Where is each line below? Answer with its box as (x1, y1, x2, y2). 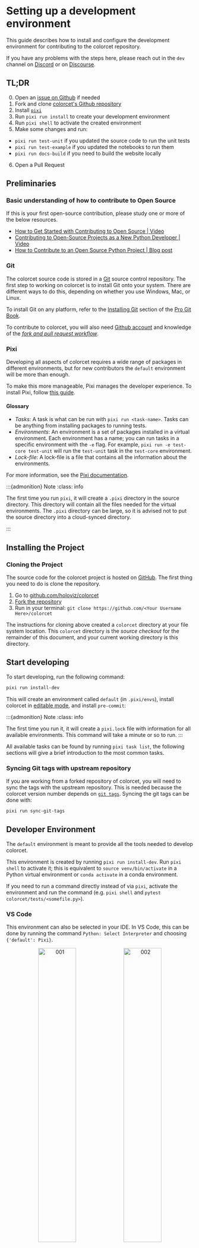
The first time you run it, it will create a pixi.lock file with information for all (6, 725, 191, 732)
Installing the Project (6, 542, 85, 552)
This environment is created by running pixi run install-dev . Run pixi (6, 858, 182, 865)
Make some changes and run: (14, 125, 88, 132)
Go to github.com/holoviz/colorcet (14, 592, 99, 599)
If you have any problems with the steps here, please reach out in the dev (6, 54, 185, 61)
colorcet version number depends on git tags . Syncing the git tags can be (6, 790, 189, 797)
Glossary (6, 402, 30, 409)
